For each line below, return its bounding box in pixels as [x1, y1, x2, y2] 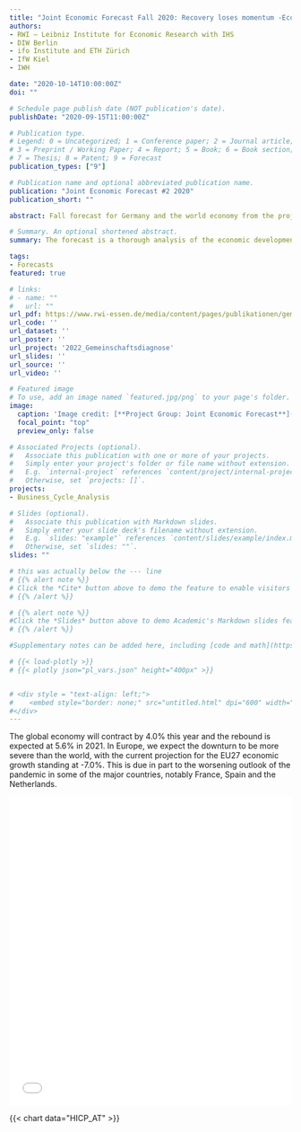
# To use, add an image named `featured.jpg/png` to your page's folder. [9, 393, 291, 402]
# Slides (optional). [9, 509, 90, 517]
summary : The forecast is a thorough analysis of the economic [9, 235, 251, 245]
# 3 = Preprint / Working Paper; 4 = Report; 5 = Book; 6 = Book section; [9, 146, 295, 155]
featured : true [9, 269, 66, 278]
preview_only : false [17, 426, 94, 436]
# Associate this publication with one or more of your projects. [9, 451, 271, 460]
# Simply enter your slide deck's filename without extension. [9, 526, 258, 535]
